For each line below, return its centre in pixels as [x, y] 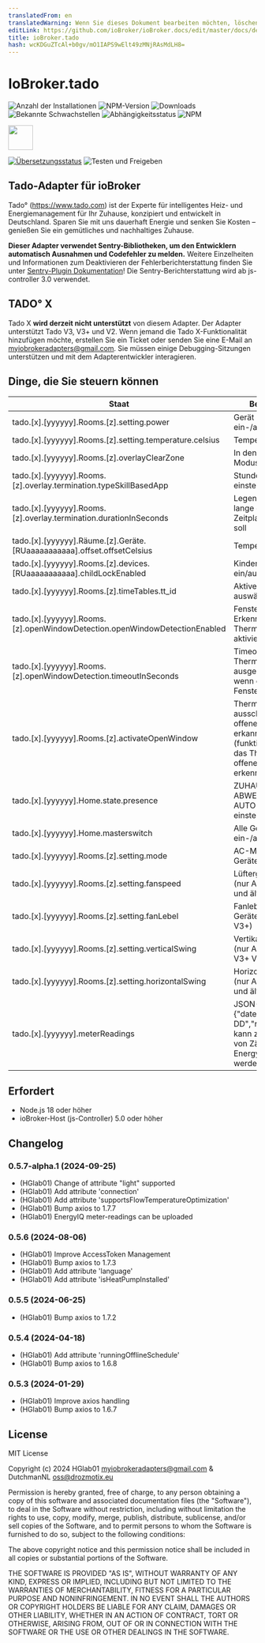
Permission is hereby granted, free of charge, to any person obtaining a [124, 1492]
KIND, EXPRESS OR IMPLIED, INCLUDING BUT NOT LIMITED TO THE [120, 1582]
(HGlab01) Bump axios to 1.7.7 [68, 1208]
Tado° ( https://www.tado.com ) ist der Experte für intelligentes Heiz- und [125, 205]
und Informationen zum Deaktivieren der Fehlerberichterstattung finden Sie [131, 262]
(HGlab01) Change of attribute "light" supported [97, 1183]
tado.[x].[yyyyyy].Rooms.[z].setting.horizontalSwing [109, 981]
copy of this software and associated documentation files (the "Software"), [130, 1501]
